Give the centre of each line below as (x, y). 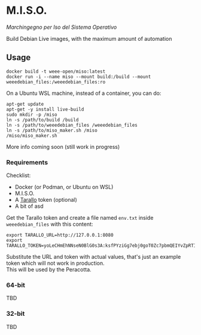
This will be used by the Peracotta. (49, 270)
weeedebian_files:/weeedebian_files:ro (56, 82)
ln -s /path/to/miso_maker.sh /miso (52, 130)
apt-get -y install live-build (45, 109)
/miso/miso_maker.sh (32, 136)
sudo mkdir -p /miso (32, 115)
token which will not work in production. (55, 263)
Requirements (27, 162)
